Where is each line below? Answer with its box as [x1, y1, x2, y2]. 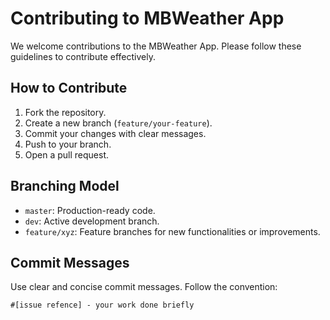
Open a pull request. [24, 148, 110, 161]
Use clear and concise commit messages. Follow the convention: [10, 281, 278, 293]
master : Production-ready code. [24, 204, 156, 216]
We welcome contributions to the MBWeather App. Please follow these [10, 40, 302, 52]
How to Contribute [10, 80, 128, 97]
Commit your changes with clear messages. [24, 127, 207, 139]
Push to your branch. [24, 138, 112, 150]
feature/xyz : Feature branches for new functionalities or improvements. [24, 225, 321, 237]
